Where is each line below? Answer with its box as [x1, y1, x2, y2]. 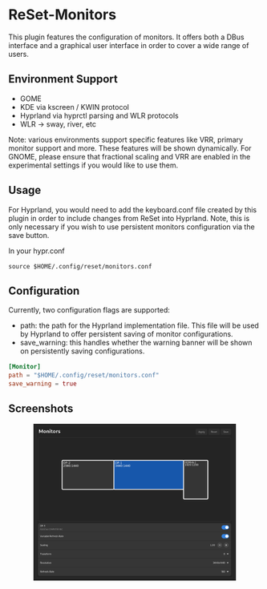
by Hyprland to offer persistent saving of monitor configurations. [19, 329, 234, 339]
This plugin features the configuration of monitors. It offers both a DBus [8, 32, 245, 42]
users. [8, 49, 30, 58]
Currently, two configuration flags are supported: [8, 305, 171, 315]
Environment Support [8, 72, 118, 86]
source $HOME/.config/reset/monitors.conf [8, 262, 152, 270]
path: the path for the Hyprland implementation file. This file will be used [19, 321, 259, 330]
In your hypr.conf [8, 246, 66, 256]
